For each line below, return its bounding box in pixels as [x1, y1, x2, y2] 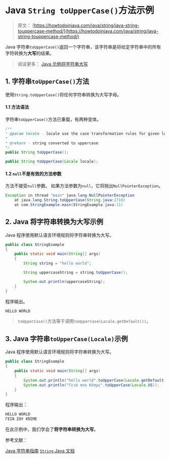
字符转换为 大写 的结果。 [5, 50, 54, 56]
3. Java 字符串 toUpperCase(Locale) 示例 [5, 335, 128, 343]
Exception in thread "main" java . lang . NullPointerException [5, 193, 135, 198]
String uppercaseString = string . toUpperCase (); [23, 270, 128, 275]
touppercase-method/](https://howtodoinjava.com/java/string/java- [17, 28, 158, 34]
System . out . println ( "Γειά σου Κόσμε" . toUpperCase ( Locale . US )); [23, 383, 159, 388]
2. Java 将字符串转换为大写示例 [5, 218, 104, 226]
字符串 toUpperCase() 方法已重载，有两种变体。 [5, 116, 102, 122]
